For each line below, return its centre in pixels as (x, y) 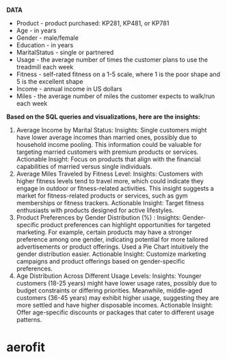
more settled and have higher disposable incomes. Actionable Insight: (115, 305)
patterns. (29, 320)
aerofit (26, 348)
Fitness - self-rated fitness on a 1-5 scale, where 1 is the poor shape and (118, 74)
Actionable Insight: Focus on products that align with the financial (108, 159)
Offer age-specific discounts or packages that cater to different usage (115, 312)
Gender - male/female (48, 38)
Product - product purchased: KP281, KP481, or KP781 (93, 23)
